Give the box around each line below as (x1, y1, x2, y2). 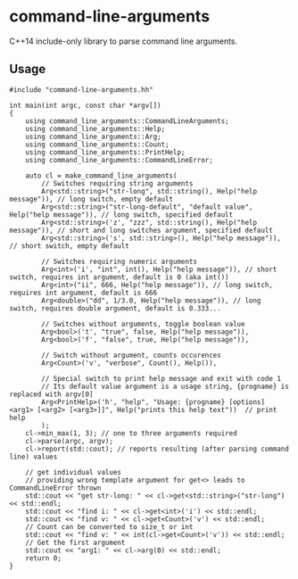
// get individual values (25, 467, 122, 476)
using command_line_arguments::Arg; (25, 132, 162, 141)
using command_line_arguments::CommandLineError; (25, 155, 214, 164)
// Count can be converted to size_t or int (25, 522, 194, 532)
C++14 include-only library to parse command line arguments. (9, 36, 238, 46)
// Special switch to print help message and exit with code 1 (41, 374, 281, 383)
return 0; (25, 553, 62, 563)
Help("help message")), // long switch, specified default (9, 210, 234, 219)
